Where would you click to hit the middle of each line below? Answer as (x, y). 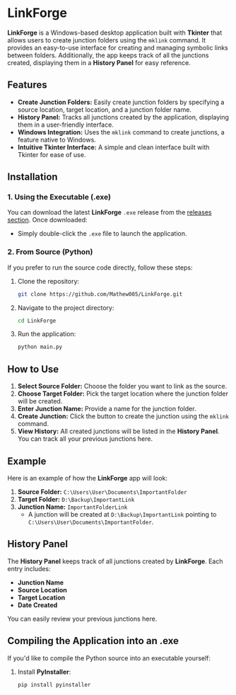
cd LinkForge (37, 321)
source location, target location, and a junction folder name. (105, 109)
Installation (33, 177)
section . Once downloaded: (47, 220)
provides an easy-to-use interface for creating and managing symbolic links (118, 47)
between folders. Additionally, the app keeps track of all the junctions (108, 55)
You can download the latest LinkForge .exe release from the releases (110, 212)
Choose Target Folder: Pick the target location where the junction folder (123, 394)
